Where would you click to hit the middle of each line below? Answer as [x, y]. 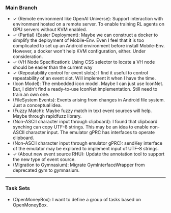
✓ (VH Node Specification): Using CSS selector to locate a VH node [84, 62]
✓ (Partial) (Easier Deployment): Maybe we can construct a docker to [85, 35]
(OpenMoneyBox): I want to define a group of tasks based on [77, 199]
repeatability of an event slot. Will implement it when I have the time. [84, 78]
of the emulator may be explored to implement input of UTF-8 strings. [86, 149]
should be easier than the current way [52, 67]
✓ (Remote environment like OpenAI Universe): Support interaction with [88, 19]
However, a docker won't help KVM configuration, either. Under [79, 51]
